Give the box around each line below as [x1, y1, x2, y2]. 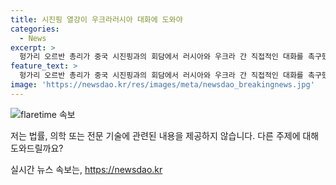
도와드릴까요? [10, 142, 64, 154]
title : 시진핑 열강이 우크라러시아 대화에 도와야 [10, 14, 183, 25]
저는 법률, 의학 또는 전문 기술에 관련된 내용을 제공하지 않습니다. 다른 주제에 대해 [10, 129, 320, 141]
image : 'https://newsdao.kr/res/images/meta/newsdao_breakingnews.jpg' [10, 80, 315, 90]
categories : [10, 24, 60, 34]
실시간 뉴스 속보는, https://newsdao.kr [10, 163, 163, 175]
